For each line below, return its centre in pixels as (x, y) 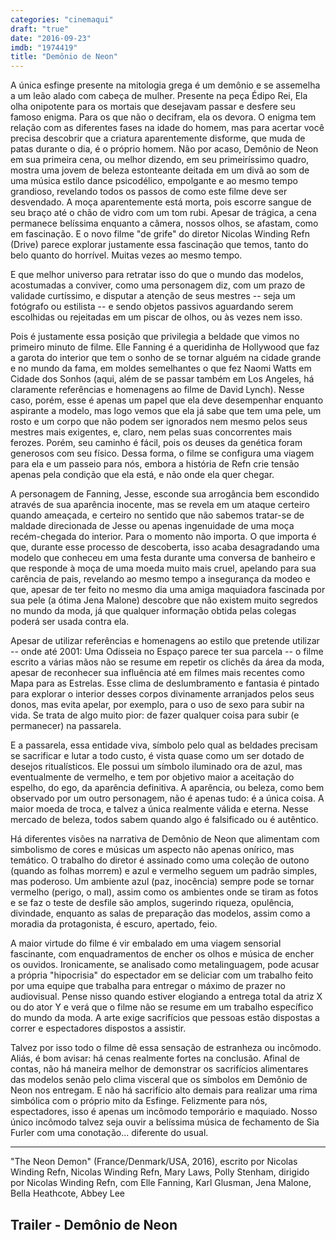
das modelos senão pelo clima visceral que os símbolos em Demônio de (159, 1080)
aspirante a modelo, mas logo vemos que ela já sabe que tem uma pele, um (166, 411)
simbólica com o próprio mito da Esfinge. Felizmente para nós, (139, 1101)
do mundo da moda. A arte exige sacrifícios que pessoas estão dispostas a (165, 1018)
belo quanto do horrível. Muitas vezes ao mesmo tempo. (126, 255)
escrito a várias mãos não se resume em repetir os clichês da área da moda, (167, 662)
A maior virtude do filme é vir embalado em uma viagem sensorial (146, 943)
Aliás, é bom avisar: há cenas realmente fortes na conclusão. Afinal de (155, 1058)
